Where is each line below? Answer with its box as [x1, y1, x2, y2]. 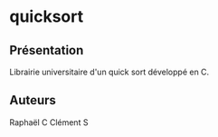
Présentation [9, 43, 84, 58]
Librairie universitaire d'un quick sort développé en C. [9, 66, 210, 77]
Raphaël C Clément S [9, 116, 89, 128]
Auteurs [9, 93, 57, 108]
